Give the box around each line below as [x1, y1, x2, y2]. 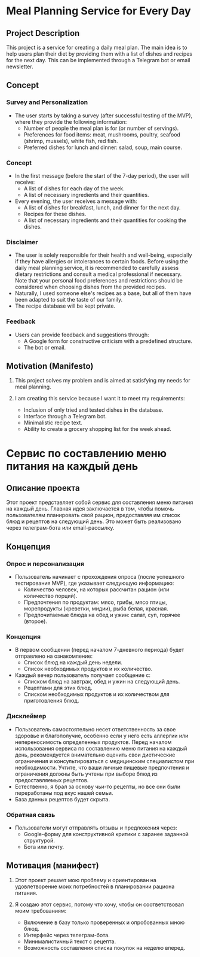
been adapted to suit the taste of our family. [14, 296, 123, 303]
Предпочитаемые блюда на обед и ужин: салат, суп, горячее [23, 612, 181, 619]
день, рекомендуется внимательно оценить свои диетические [14, 751, 176, 758]
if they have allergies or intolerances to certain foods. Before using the [14, 258, 188, 265]
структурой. [23, 837, 55, 844]
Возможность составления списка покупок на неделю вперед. [23, 944, 186, 951]
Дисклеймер [6, 712, 47, 721]
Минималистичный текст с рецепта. [23, 938, 116, 945]
